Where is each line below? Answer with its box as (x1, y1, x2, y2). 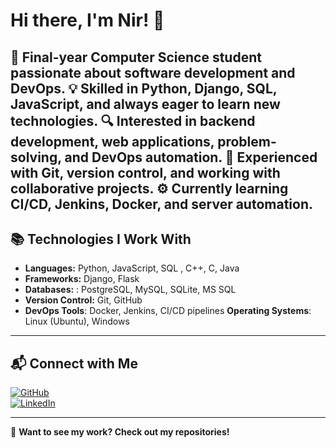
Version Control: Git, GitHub (24, 294, 143, 306)
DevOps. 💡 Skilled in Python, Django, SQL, (10, 80, 278, 97)
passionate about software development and (10, 64, 296, 81)
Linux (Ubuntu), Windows (24, 315, 130, 328)
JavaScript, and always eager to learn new (10, 95, 281, 113)
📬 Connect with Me (10, 355, 138, 372)
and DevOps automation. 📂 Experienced (64, 149, 318, 166)
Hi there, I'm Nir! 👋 (10, 9, 165, 32)
